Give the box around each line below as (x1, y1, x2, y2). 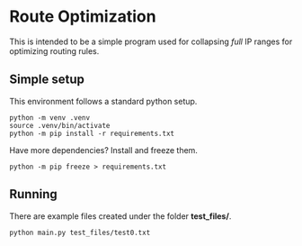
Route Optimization (9, 6, 156, 27)
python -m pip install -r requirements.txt (9, 129, 175, 138)
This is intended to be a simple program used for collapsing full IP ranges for (9, 36, 293, 47)
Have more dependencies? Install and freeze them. (9, 144, 198, 155)
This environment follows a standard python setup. (9, 96, 198, 106)
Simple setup (9, 72, 85, 87)
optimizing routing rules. (9, 45, 100, 56)
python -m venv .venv (9, 113, 91, 123)
